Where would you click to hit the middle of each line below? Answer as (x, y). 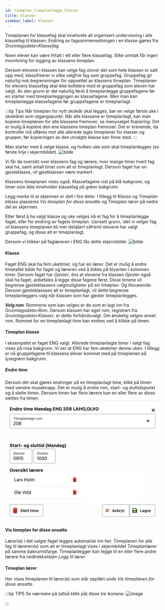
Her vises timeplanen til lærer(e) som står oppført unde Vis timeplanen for (80, 579)
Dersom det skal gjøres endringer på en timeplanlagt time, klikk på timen (79, 382)
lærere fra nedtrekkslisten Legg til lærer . (46, 556)
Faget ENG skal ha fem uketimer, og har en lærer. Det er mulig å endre (76, 264)
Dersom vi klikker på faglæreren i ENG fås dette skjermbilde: (66, 242)
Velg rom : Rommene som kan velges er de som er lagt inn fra (67, 305)
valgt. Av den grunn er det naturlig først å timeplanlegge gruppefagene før (80, 91)
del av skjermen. (22, 207)
